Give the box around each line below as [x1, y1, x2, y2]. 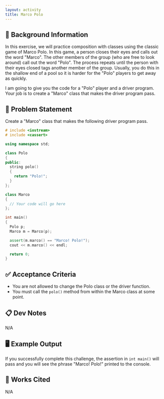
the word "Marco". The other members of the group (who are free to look [5, 54, 155, 60]
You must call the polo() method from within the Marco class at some [12, 289, 155, 295]
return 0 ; [9, 252, 30, 257]
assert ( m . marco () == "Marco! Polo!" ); [9, 238, 90, 243]
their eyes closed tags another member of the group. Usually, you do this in [5, 65, 160, 71]
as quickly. [5, 75, 27, 81]
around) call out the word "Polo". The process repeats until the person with [5, 59, 159, 65]
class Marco [5, 192, 30, 197]
